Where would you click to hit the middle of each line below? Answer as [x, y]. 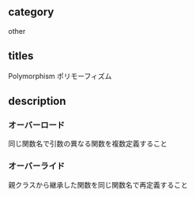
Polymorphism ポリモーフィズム [60, 76]
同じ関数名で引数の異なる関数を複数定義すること [88, 143]
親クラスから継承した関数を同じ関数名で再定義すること [98, 184]
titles [21, 56]
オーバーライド [37, 166]
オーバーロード [37, 125]
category [31, 12]
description [37, 101]
